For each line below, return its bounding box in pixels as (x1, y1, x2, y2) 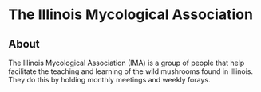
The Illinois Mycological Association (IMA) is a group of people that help (8, 58, 245, 67)
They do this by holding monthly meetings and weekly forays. (8, 75, 211, 84)
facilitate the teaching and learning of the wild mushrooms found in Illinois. (8, 67, 254, 76)
